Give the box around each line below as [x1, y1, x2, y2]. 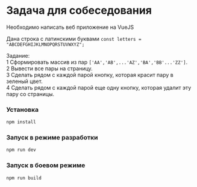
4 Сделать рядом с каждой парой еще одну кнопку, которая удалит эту [6, 84, 192, 91]
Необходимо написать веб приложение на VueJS [6, 23, 134, 31]
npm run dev [6, 147, 36, 153]
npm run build [6, 175, 42, 181]
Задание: [6, 52, 30, 59]
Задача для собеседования [6, 4, 152, 17]
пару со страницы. [6, 90, 55, 97]
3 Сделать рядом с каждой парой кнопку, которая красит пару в [6, 71, 174, 78]
